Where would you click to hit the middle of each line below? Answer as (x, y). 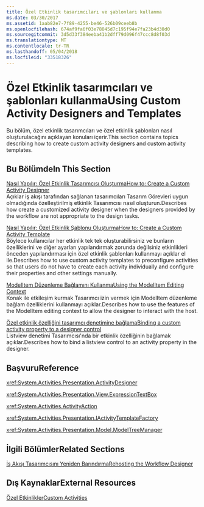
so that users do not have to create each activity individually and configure (100, 267)
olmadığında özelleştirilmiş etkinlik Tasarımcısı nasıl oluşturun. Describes (97, 203)
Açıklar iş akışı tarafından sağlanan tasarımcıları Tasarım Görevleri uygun (97, 196)
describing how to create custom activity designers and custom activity (96, 143)
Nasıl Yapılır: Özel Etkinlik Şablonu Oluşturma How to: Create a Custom (94, 228)
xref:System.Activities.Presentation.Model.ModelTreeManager (84, 430)
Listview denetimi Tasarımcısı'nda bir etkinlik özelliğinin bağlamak (89, 336)
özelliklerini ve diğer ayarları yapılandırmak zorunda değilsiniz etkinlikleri (97, 247)
